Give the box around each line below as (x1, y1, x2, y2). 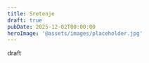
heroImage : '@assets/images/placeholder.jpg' (7, 29, 143, 37)
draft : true (7, 17, 42, 24)
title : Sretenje (7, 10, 55, 17)
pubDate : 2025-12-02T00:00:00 (7, 23, 96, 30)
